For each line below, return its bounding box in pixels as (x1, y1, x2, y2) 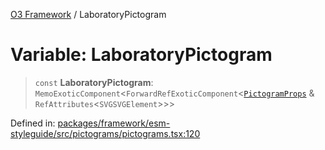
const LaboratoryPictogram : (34, 76, 154, 88)
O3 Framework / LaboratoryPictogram (10, 9, 167, 20)
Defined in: (10, 117, 56, 129)
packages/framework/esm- (57, 117, 171, 129)
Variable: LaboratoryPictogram (10, 44, 273, 66)
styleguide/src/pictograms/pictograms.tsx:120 (10, 127, 201, 139)
